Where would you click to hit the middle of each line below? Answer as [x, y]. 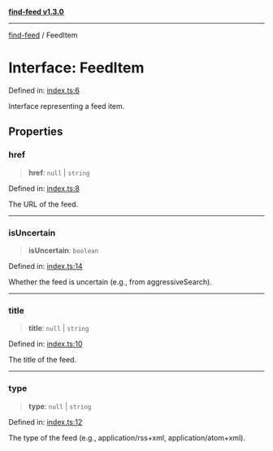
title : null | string [58, 328]
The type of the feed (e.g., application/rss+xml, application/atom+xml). [127, 437]
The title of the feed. [43, 360]
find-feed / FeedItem [43, 35]
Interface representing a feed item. [67, 106]
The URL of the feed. [43, 204]
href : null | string [59, 172]
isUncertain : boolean [63, 250]
